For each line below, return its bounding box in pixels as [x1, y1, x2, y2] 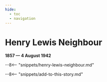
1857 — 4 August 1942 [5, 53, 51, 58]
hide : [5, 7, 16, 12]
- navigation [9, 16, 36, 21]
